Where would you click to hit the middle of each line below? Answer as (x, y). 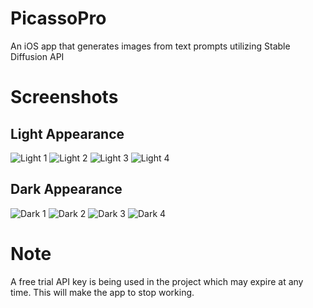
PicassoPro (58, 18)
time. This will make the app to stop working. (102, 292)
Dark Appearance (66, 189)
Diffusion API (37, 56)
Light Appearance (67, 133)
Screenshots (64, 97)
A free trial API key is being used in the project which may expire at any (157, 281)
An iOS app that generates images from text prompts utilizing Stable (150, 46)
